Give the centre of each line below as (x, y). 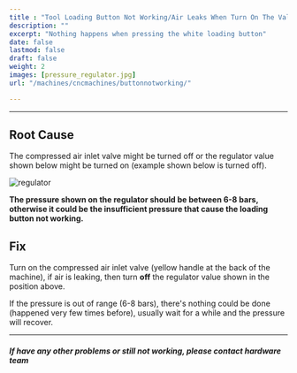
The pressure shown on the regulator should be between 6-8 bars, (134, 200)
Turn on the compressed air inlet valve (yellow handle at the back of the (140, 268)
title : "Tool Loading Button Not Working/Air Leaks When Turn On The (142, 17)
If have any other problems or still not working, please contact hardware (145, 351)
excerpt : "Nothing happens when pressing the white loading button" (138, 34)
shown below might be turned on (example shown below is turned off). (138, 165)
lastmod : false (37, 50)
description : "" (39, 26)
